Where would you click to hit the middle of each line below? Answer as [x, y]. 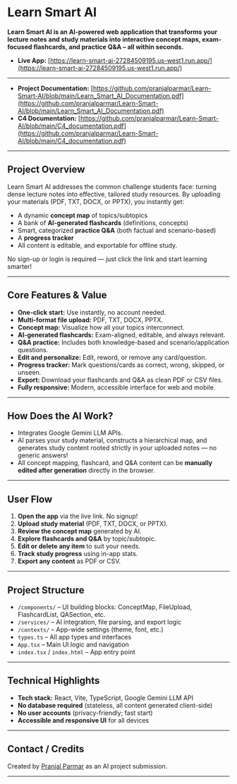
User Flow [30, 499]
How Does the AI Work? [60, 416]
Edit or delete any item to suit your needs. [79, 546]
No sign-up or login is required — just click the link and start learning [107, 259]
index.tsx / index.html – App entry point [76, 652]
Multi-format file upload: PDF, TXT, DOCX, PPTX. [90, 320]
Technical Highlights [54, 681]
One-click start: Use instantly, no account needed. [92, 312]
